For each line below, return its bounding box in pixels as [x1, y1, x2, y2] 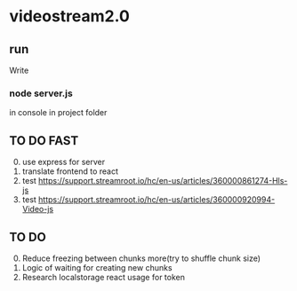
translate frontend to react [21, 166, 118, 177]
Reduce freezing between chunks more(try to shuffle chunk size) [21, 253, 261, 263]
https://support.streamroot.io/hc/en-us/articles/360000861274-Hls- [38, 176, 288, 186]
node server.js [9, 87, 73, 99]
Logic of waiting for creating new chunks [21, 262, 173, 272]
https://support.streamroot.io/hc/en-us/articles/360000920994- [38, 194, 276, 205]
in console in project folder [9, 107, 108, 118]
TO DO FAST [9, 133, 79, 148]
